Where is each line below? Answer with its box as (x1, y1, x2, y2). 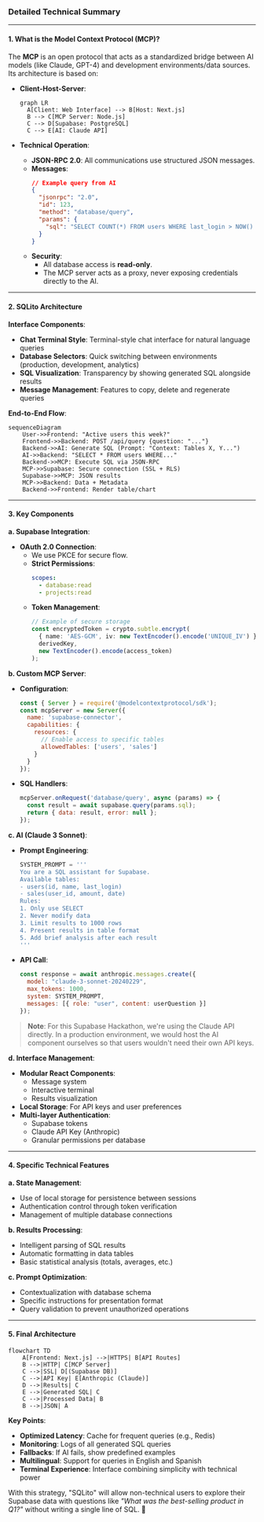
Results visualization (31, 1093, 98, 1102)
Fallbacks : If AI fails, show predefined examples (19, 1448, 176, 1458)
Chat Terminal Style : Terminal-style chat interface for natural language (19, 335, 251, 344)
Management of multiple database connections (19, 1209, 173, 1219)
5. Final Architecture (8, 1329, 76, 1339)
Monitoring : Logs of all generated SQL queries (19, 1439, 171, 1449)
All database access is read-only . (42, 260, 153, 270)
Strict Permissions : (31, 559, 96, 568)
